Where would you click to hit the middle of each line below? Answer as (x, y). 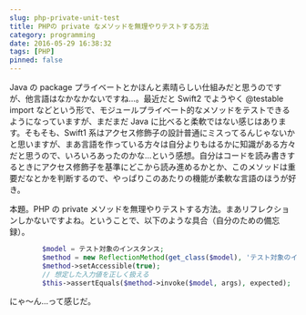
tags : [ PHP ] (32, 52)
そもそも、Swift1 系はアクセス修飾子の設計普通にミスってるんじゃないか (160, 132)
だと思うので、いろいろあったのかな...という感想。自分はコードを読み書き (148, 155)
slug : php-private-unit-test (65, 18)
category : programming (52, 35)
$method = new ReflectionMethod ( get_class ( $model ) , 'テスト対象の (167, 257)
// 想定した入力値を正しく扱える (96, 274)
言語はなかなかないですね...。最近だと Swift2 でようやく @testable (158, 98)
